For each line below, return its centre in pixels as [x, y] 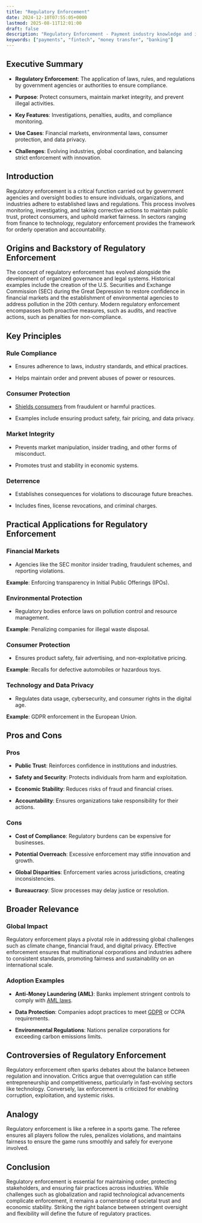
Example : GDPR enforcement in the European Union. [72, 716]
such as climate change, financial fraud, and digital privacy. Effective [91, 946]
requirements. [32, 1018]
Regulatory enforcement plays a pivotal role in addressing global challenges [100, 939]
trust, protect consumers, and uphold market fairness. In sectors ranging [96, 216]
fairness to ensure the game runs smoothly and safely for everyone [90, 1142]
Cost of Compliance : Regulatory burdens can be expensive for [93, 836]
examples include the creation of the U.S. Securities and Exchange [89, 285]
